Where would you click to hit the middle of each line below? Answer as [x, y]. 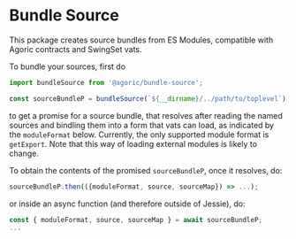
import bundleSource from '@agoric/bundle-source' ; [106, 82]
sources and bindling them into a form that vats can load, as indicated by [142, 125]
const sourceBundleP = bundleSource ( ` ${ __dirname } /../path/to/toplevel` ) [148, 98]
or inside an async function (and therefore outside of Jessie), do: [127, 204]
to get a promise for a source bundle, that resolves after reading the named [146, 115]
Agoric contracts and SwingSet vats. [76, 49]
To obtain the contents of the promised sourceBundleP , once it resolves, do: [146, 170]
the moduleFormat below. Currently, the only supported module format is [139, 135]
